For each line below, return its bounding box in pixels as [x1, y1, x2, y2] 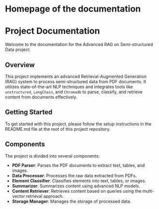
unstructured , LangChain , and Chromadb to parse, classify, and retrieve [5, 89, 143, 95]
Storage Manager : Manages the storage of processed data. [12, 198, 131, 204]
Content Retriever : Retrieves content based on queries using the [12, 188, 142, 194]
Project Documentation [5, 26, 100, 37]
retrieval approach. [26, 193, 64, 199]
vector [12, 193, 25, 199]
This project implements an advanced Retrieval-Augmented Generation [5, 74, 146, 79]
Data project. [5, 47, 31, 53]
